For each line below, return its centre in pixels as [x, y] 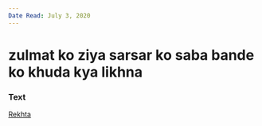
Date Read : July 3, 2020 [49, 16]
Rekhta [20, 114]
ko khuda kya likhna [76, 72]
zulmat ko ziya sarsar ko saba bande [131, 55]
